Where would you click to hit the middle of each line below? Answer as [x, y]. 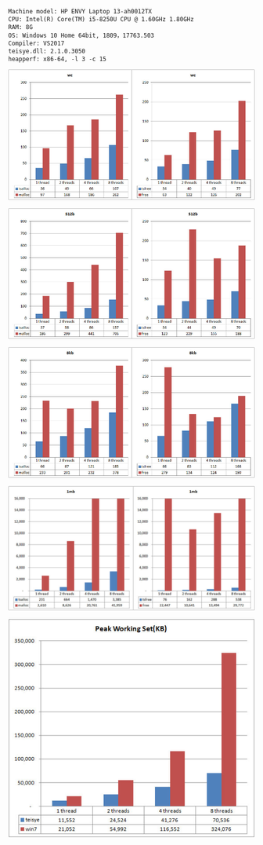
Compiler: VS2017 [36, 43]
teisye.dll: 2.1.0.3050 [47, 51]
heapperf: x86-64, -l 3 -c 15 [58, 59]
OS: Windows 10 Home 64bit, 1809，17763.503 [81, 35]
